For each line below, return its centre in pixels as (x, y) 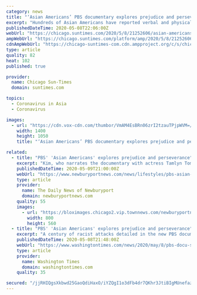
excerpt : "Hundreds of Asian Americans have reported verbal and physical (99, 22)
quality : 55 (31, 202)
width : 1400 (31, 131)
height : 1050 (33, 136)
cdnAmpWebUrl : (23, 45)
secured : (17, 283)
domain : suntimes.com (38, 88)
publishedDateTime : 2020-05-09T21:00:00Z (68, 169)
